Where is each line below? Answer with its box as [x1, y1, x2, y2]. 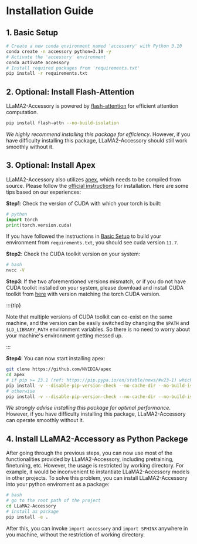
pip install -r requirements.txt [6, 71, 88, 77]
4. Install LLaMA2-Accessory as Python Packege [6, 434, 188, 444]
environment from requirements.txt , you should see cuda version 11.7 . [6, 239, 179, 246]
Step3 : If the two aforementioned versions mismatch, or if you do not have [6, 278, 186, 285]
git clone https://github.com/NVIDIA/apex [6, 366, 111, 372]
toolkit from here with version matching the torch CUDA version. [6, 290, 161, 298]
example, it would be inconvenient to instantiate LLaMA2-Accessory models [6, 468, 190, 475]
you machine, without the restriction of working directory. [6, 531, 145, 538]
